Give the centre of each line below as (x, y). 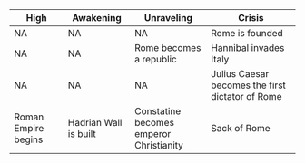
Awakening (97, 18)
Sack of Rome (241, 128)
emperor (153, 134)
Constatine (158, 111)
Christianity (159, 145)
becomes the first (248, 85)
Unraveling (168, 18)
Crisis (251, 18)
